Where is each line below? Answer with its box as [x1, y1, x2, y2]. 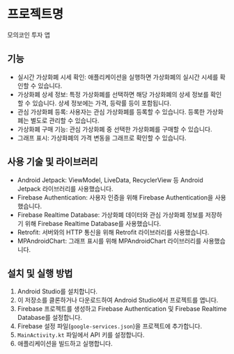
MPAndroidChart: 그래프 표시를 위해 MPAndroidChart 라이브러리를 [17, 236, 202, 245]
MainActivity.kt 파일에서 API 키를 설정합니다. [17, 331, 145, 339]
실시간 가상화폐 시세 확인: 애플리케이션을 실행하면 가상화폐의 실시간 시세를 [17, 72, 219, 81]
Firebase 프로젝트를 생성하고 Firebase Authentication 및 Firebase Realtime [17, 305, 227, 313]
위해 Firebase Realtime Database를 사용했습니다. [24, 219, 162, 227]
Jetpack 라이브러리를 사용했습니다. [17, 184, 114, 193]
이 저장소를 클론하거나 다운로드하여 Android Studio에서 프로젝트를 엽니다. [17, 296, 219, 305]
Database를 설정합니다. [17, 314, 82, 322]
